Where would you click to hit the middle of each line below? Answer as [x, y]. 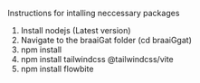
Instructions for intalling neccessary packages [94, 13]
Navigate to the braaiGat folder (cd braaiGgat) [106, 40]
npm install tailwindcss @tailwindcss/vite [97, 59]
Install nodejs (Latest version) [76, 30]
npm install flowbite [57, 69]
